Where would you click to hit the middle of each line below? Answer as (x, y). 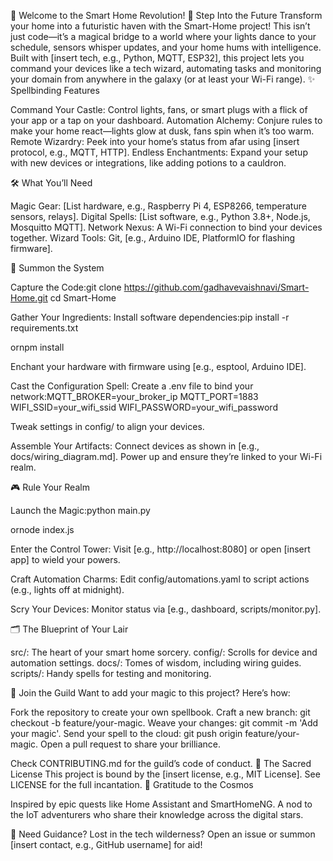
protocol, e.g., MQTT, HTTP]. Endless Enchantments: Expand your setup (159, 152)
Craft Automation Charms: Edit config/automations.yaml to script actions (160, 579)
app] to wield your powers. (65, 559)
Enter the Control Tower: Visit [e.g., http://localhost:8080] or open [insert (160, 549)
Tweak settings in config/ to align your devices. (107, 426)
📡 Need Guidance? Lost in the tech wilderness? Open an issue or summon (163, 834)
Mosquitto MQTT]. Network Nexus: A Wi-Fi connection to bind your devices (166, 227)
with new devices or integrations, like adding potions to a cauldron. (148, 163)
